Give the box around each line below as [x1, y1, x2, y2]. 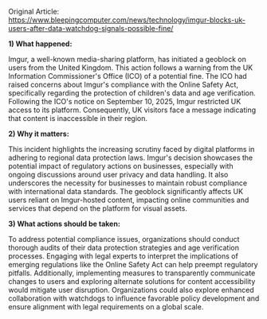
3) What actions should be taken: [8, 219, 121, 228]
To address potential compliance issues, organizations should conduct [8, 235, 240, 243]
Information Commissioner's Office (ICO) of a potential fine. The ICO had [8, 72, 247, 80]
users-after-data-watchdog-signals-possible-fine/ [8, 24, 174, 33]
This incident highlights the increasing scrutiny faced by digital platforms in [8, 145, 255, 154]
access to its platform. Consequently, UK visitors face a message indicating [8, 105, 257, 115]
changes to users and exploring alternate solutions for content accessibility [8, 277, 256, 286]
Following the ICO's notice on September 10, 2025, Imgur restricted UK [8, 97, 241, 106]
